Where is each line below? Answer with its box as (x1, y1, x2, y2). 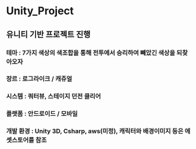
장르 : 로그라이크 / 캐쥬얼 (6, 75, 72, 83)
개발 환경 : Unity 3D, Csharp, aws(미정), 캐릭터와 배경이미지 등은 (6, 127, 184, 135)
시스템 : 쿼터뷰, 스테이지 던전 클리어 (6, 92, 101, 100)
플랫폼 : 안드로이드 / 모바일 (6, 110, 78, 118)
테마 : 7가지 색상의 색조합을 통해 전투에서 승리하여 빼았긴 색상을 (6, 49, 176, 57)
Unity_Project (6, 4, 74, 18)
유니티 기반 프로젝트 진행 (6, 29, 91, 39)
